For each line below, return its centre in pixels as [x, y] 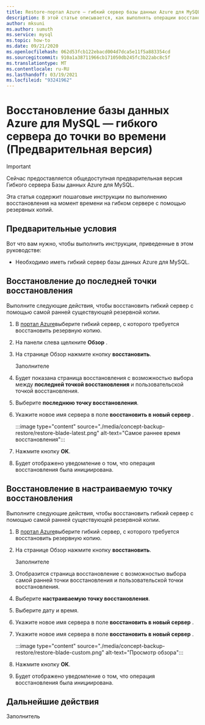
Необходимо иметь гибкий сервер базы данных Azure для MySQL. [103, 262]
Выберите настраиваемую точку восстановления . [83, 598]
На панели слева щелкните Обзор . [61, 342]
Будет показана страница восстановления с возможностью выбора [104, 377]
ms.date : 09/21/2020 [33, 46]
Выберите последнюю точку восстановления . [77, 403]
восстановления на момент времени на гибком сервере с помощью [96, 203]
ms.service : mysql [30, 35]
